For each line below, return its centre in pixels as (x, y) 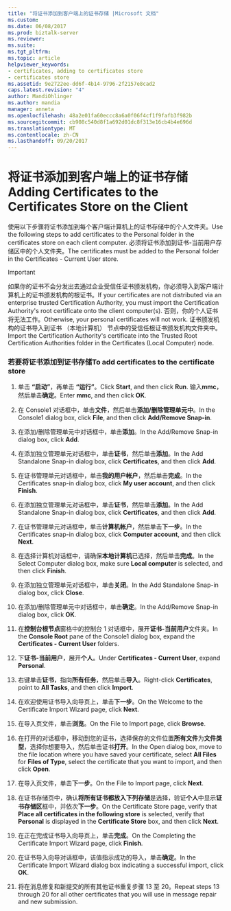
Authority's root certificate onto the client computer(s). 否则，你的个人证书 (113, 311)
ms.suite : (22, 45)
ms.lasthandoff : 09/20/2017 (48, 141)
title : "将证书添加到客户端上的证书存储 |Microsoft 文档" (84, 13)
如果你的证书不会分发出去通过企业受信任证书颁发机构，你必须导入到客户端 (113, 286)
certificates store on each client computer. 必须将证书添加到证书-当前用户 (112, 243)
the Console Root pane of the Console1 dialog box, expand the (106, 636)
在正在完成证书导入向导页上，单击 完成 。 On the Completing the (107, 835)
